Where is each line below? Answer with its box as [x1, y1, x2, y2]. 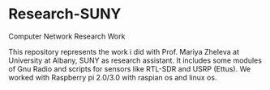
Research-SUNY [8, 5, 122, 23]
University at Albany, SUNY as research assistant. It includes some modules [8, 55, 262, 65]
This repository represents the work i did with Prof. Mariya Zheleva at [8, 47, 239, 56]
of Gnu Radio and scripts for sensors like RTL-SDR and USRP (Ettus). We [8, 63, 251, 73]
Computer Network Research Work [8, 31, 126, 41]
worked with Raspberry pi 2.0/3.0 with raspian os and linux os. [8, 72, 217, 82]
